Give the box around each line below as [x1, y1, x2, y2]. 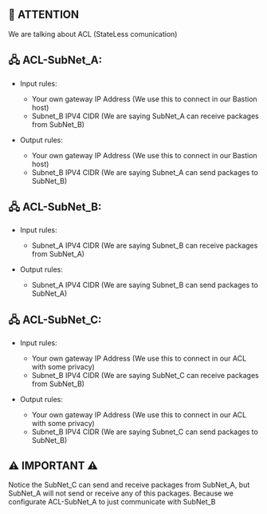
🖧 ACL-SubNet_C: [8, 313, 102, 326]
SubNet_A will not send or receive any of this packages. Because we [8, 488, 234, 498]
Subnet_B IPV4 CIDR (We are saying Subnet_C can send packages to [31, 427, 259, 436]
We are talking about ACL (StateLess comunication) [8, 29, 178, 38]
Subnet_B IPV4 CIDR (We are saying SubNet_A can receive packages [31, 111, 259, 121]
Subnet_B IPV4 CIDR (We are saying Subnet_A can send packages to [31, 167, 259, 177]
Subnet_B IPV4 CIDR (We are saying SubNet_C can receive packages [31, 371, 259, 381]
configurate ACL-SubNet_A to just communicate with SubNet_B [8, 497, 216, 507]
